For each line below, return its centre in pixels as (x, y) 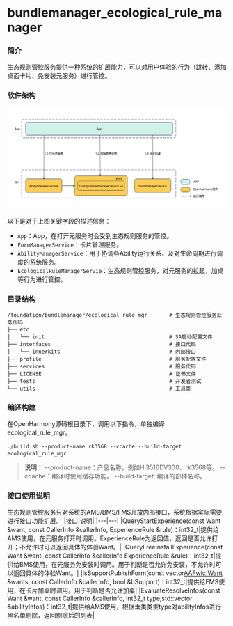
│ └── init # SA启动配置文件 (110, 337)
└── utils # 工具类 (99, 389)
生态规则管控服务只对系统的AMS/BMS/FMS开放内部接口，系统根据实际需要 (115, 512)
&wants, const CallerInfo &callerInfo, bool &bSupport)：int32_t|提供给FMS (113, 582)
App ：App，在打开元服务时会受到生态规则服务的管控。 (95, 235)
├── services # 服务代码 (102, 366)
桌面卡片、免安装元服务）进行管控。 (59, 76)
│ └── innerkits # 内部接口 (102, 352)
